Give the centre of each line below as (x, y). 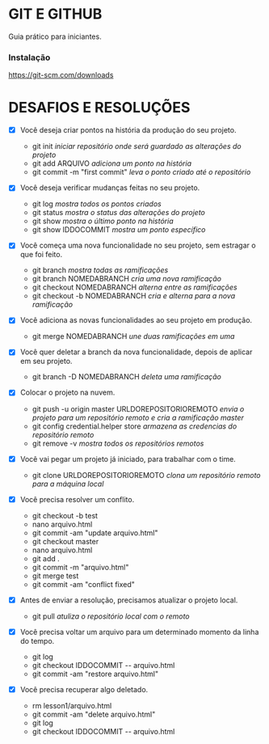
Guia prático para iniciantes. (55, 36)
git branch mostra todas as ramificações (100, 270)
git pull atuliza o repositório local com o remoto (111, 616)
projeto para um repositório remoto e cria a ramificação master (138, 417)
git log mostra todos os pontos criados (97, 204)
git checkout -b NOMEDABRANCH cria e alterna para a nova (134, 296)
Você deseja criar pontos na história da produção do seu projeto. (128, 130)
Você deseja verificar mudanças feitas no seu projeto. (110, 188)
